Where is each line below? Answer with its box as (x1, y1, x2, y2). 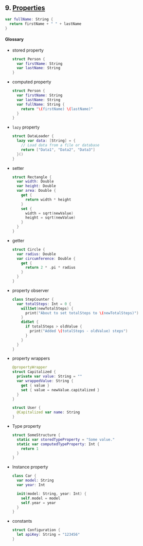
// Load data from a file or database (21, 143, 100, 148)
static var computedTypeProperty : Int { (17, 441, 100, 447)
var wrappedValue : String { (17, 379, 74, 383)
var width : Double (17, 179, 54, 184)
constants (12, 518, 33, 524)
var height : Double (17, 183, 56, 189)
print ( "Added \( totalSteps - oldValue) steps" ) (30, 328, 128, 334)
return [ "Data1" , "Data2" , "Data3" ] (21, 147, 95, 152)
